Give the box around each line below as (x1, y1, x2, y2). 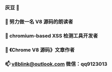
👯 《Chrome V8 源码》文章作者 (5, 47, 75, 53)
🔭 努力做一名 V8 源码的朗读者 (5, 18, 73, 25)
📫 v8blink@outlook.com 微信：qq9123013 (5, 60, 108, 67)
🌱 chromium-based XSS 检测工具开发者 (5, 32, 98, 39)
